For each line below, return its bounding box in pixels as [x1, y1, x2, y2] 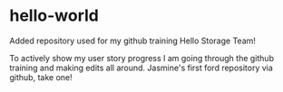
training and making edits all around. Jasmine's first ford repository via [9, 62, 274, 73]
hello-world [9, 5, 100, 26]
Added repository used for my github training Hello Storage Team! [9, 35, 257, 46]
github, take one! [9, 71, 73, 82]
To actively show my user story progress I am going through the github [9, 52, 275, 63]
